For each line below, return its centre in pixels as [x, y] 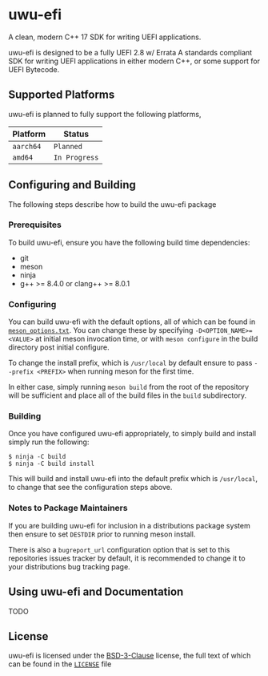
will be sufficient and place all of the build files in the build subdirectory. [127, 395]
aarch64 [27, 146]
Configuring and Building [72, 185]
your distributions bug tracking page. [69, 566]
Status [76, 134]
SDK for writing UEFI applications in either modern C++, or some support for [134, 61]
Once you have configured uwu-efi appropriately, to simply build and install [132, 434]
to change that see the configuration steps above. [90, 488]
